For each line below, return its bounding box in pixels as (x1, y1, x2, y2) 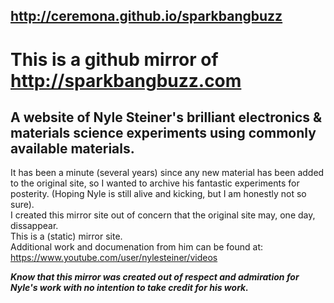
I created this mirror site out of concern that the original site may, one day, (10, 209, 316, 221)
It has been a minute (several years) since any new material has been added (10, 167, 325, 179)
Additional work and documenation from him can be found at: (10, 241, 264, 253)
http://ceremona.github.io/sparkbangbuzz (10, 8, 283, 25)
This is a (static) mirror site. (10, 230, 123, 243)
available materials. (10, 140, 135, 157)
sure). (10, 199, 35, 211)
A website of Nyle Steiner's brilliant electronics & (10, 109, 323, 126)
